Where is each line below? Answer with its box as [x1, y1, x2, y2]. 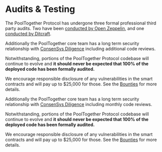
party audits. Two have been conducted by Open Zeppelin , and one [5, 25, 144, 31]
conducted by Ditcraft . [5, 30, 51, 36]
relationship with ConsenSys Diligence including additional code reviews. [5, 45, 156, 51]
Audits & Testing [5, 3, 75, 15]
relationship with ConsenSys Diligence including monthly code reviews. [5, 101, 152, 107]
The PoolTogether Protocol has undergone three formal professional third [5, 20, 156, 26]
